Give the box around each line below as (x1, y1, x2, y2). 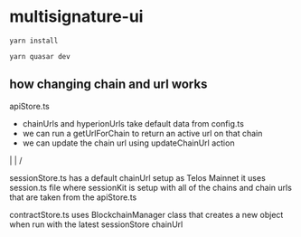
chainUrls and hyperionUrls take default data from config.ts (22, 118, 244, 128)
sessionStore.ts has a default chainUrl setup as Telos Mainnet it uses (9, 172, 267, 183)
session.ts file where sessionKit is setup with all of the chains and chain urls (9, 182, 292, 193)
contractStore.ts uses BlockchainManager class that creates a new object (9, 209, 284, 220)
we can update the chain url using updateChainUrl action (22, 137, 235, 148)
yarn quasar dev (9, 52, 71, 61)
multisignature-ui (9, 6, 144, 27)
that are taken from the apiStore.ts (9, 192, 137, 203)
